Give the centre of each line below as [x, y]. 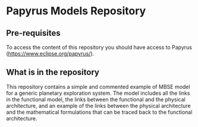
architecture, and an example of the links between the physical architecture [99, 106]
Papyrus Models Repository [76, 11]
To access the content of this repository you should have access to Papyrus [99, 47]
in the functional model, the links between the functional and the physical [96, 99]
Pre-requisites [33, 33]
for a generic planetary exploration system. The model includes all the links [98, 93]
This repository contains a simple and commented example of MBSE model [98, 86]
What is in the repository [53, 72]
